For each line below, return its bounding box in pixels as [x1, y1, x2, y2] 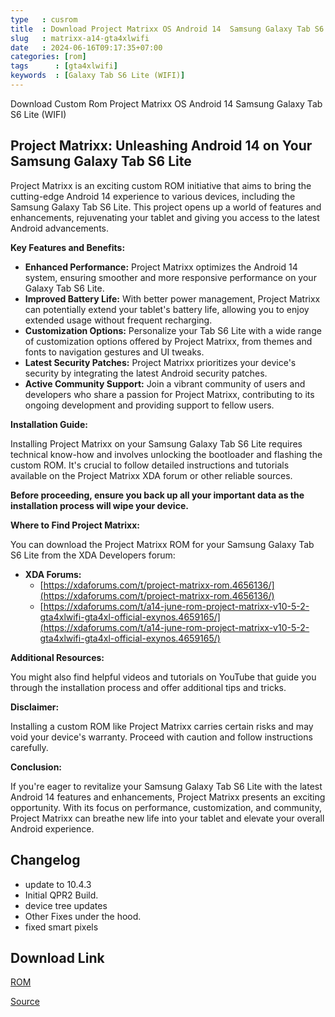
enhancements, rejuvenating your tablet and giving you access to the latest [10, 211, 320, 223]
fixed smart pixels [24, 921, 99, 933]
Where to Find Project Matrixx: [10, 519, 140, 531]
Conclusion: [10, 761, 63, 773]
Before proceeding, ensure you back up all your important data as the [10, 489, 305, 501]
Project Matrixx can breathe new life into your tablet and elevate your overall [10, 812, 325, 824]
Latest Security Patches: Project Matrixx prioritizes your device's [24, 356, 297, 368]
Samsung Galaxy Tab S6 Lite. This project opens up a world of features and [10, 201, 322, 213]
